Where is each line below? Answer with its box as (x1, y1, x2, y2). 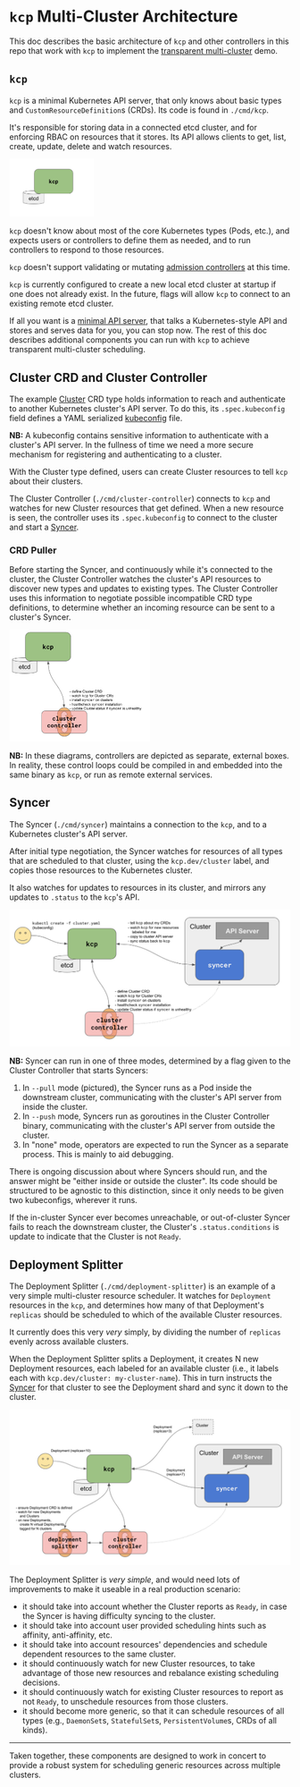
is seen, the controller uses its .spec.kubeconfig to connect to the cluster (9, 512, 279, 522)
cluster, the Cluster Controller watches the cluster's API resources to (9, 574, 262, 585)
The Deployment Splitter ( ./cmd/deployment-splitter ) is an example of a (9, 1281, 276, 1292)
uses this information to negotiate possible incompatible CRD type (9, 593, 253, 604)
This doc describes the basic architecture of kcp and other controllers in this (9, 36, 289, 47)
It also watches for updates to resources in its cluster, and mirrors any (9, 882, 266, 893)
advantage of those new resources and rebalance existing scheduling (21, 1667, 279, 1678)
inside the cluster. (21, 1102, 87, 1113)
